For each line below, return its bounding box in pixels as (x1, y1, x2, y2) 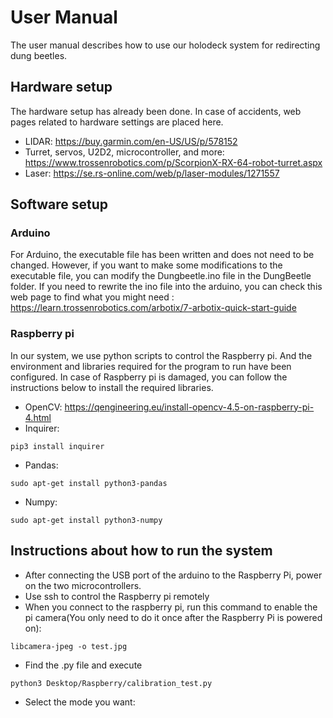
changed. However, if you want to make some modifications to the (10, 259, 283, 271)
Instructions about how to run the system (10, 542, 273, 560)
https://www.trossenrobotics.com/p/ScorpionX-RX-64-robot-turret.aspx (24, 156, 323, 168)
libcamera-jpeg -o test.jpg (10, 641, 128, 651)
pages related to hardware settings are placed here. (10, 116, 224, 128)
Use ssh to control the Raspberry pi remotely (24, 590, 210, 602)
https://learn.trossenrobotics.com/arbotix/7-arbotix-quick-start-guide (10, 302, 297, 314)
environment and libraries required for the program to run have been (10, 360, 292, 372)
